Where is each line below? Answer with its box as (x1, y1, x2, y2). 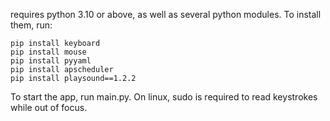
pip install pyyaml (10, 56, 92, 66)
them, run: (10, 19, 53, 31)
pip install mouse (10, 47, 87, 57)
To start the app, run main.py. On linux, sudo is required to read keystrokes (10, 91, 318, 103)
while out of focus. (10, 102, 88, 113)
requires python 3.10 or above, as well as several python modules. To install (10, 9, 322, 20)
